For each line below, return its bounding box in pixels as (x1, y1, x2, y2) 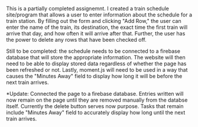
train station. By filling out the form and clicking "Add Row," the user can (6, 18, 181, 24)
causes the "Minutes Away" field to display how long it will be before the (6, 73, 183, 79)
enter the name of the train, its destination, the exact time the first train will (6, 24, 188, 31)
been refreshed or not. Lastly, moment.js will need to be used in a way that (6, 66, 188, 73)
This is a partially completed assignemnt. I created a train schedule (6, 5, 170, 12)
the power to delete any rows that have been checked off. (6, 36, 147, 43)
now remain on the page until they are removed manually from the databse (6, 96, 188, 103)
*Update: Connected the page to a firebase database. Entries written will (6, 91, 184, 97)
